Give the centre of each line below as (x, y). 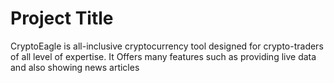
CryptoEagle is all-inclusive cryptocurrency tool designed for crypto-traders (167, 46)
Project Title (62, 18)
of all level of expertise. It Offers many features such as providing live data (163, 56)
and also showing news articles (75, 67)
